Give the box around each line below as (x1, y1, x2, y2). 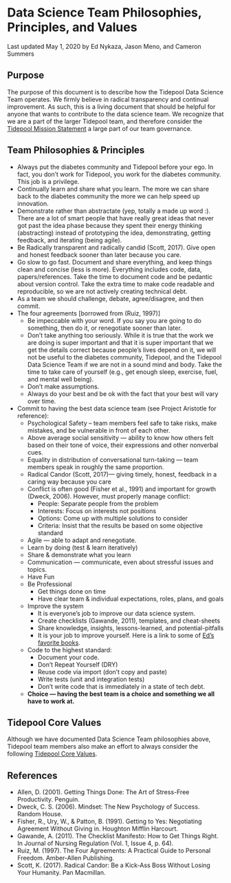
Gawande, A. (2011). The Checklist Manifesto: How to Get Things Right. (16, 832, 219, 840)
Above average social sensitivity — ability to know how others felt (27, 433, 214, 441)
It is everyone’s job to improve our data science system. (37, 609, 196, 617)
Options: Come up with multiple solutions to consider (37, 514, 188, 522)
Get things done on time (37, 587, 107, 595)
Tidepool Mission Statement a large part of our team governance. (7, 124, 192, 132)
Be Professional (27, 580, 72, 588)
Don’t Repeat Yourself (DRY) (37, 660, 118, 669)
